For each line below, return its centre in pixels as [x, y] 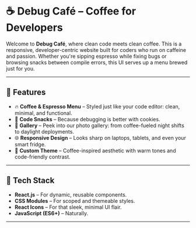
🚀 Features [26, 92]
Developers [34, 28]
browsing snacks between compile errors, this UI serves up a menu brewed [97, 62]
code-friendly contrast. [42, 157]
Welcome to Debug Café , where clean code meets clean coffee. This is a [94, 44]
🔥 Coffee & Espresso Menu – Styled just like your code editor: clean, [97, 106]
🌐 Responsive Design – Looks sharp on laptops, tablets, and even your [100, 138]
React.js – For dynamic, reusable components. [71, 194]
